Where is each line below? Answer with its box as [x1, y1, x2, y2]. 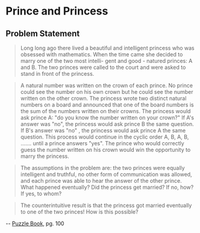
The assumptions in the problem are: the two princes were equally [20, 165, 185, 171]
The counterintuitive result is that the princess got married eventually [20, 202, 192, 209]
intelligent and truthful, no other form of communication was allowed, [20, 171, 192, 178]
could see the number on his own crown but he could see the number [20, 88, 193, 95]
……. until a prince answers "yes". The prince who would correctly [20, 140, 184, 146]
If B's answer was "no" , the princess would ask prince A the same [20, 127, 186, 134]
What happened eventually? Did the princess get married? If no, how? [20, 183, 194, 191]
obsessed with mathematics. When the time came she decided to [20, 51, 183, 58]
